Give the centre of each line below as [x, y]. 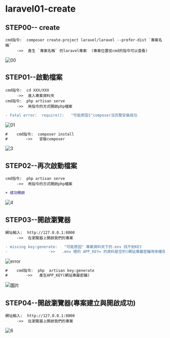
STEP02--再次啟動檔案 [41, 166]
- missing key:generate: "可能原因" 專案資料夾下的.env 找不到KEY [74, 247]
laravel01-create [40, 9]
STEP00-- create [33, 28]
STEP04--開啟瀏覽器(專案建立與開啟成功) [70, 303]
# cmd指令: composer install [40, 134]
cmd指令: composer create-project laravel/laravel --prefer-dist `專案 [82, 40]
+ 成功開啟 [15, 193]
